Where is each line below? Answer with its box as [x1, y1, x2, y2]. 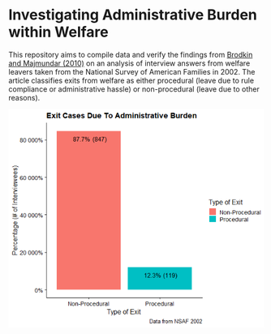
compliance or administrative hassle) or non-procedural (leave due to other [8, 83, 260, 94]
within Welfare [8, 23, 109, 41]
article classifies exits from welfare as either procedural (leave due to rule [8, 75, 254, 85]
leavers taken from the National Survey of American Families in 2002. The [8, 66, 256, 76]
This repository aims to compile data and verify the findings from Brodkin [8, 49, 253, 59]
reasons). [8, 92, 41, 102]
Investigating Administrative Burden [8, 6, 257, 24]
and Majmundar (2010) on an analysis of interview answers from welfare [8, 58, 251, 68]
